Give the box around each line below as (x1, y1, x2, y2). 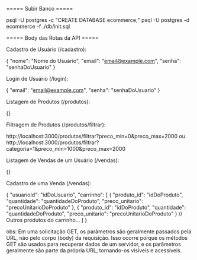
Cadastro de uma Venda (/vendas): (6, 180, 92, 186)
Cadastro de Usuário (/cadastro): (6, 46, 87, 53)
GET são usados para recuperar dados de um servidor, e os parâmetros (6, 240, 182, 248)
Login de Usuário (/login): (6, 75, 69, 82)
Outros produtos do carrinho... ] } (6, 217, 88, 223)
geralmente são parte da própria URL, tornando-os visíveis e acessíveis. (6, 247, 182, 254)
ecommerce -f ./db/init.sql (6, 23, 70, 30)
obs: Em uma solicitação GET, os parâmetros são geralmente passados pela (6, 228, 192, 235)
